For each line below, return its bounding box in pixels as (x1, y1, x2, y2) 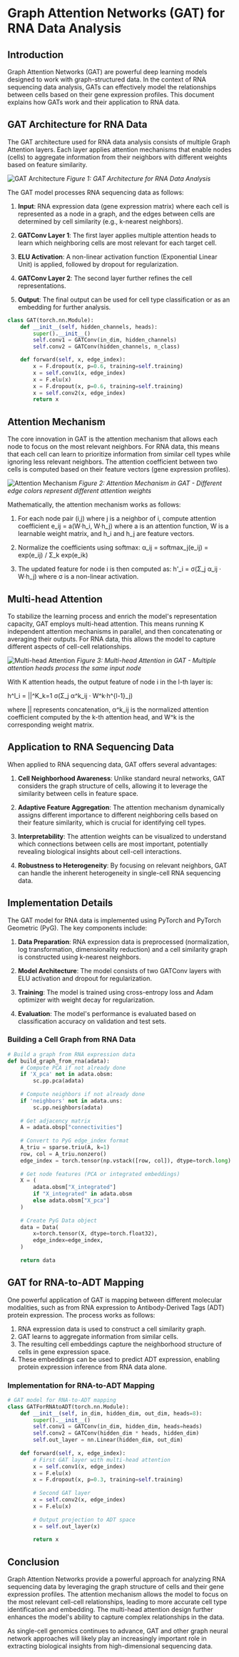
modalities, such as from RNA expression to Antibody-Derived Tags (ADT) (7, 1303, 225, 1312)
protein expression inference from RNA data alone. (17, 1363, 168, 1371)
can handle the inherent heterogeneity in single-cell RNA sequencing (17, 868, 221, 877)
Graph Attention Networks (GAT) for (7, 5, 225, 21)
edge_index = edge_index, (33, 1237, 103, 1244)
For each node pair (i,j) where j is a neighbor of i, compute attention (17, 514, 216, 523)
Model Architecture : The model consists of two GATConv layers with (17, 966, 221, 975)
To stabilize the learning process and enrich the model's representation (7, 612, 218, 620)
